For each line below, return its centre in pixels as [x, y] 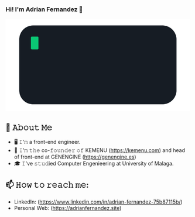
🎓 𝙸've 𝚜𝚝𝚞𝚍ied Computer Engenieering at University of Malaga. [94, 164]
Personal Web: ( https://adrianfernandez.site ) [68, 208]
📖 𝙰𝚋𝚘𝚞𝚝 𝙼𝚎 [29, 127]
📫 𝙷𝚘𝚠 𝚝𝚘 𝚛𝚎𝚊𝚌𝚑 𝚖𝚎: [47, 185]
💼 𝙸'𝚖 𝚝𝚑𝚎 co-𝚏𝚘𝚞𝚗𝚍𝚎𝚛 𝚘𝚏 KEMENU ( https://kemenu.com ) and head [100, 150]
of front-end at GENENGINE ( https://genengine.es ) [75, 157]
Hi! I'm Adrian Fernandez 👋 [44, 9]
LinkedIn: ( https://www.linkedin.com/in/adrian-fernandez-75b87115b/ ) [98, 202]
